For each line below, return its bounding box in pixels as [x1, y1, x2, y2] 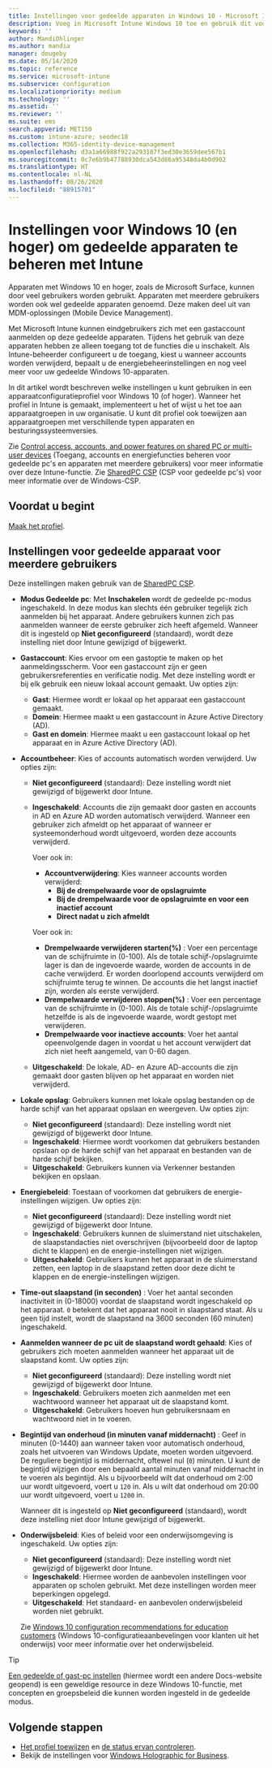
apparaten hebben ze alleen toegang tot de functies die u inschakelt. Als [8, 340, 250, 350]
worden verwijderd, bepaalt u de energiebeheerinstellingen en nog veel [8, 358, 247, 368]
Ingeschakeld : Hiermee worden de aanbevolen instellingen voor [32, 1572, 247, 1582]
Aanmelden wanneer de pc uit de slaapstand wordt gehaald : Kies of [19, 1338, 253, 1348]
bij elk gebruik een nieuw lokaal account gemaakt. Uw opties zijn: [19, 679, 239, 689]
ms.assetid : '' [8, 102, 60, 110]
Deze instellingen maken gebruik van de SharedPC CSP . [8, 578, 196, 589]
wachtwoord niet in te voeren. [32, 1414, 132, 1424]
